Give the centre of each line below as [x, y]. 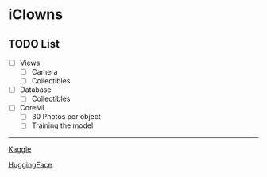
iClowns [36, 15]
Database [35, 90]
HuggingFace [31, 164]
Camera [44, 72]
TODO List [34, 44]
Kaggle [20, 149]
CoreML [33, 108]
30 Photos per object [66, 117]
